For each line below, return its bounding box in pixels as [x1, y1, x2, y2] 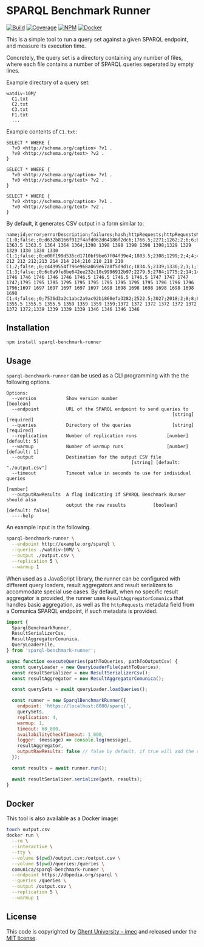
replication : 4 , [17, 714, 59, 720]
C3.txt [12, 106, 29, 113]
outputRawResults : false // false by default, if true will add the [17, 748, 194, 755]
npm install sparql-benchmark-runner [6, 339, 102, 345]
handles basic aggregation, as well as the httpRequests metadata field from [6, 601, 195, 608]
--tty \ [12, 849, 32, 856]
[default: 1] [6, 449, 39, 455]
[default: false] [6, 507, 50, 514]
